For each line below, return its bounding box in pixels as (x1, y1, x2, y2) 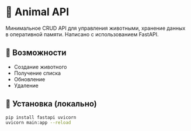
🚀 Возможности (5, 48, 67, 58)
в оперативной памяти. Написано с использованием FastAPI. (5, 30, 159, 37)
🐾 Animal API (5, 5, 70, 19)
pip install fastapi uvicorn (5, 114, 77, 120)
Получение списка (13, 70, 61, 77)
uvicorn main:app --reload (5, 120, 71, 126)
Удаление (13, 82, 39, 89)
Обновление (13, 75, 46, 82)
